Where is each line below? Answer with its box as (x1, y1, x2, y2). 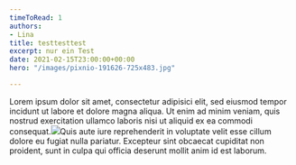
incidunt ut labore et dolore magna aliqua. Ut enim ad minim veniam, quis (9, 105, 281, 116)
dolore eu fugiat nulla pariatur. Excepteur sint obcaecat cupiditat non (9, 135, 264, 146)
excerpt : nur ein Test (9, 47, 95, 56)
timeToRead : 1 (9, 13, 63, 23)
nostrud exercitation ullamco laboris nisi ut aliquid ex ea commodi (9, 115, 253, 126)
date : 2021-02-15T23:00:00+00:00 (9, 55, 135, 64)
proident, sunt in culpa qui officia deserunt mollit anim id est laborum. (9, 145, 267, 156)
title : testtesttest (9, 38, 88, 48)
